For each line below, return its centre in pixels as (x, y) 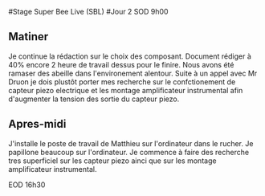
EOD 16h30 (27, 185)
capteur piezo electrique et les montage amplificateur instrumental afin (126, 90)
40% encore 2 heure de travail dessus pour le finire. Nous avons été (121, 64)
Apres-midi (37, 124)
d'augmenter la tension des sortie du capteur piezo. (94, 99)
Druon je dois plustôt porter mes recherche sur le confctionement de (122, 82)
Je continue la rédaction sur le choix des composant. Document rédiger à (130, 56)
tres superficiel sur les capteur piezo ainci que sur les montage (112, 161)
